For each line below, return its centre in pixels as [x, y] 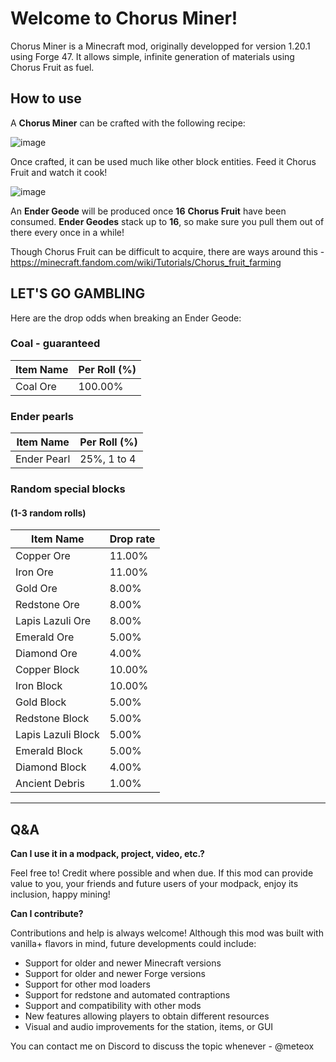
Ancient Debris [50, 784]
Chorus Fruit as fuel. [52, 67]
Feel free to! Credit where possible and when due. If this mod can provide [162, 873]
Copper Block [47, 670]
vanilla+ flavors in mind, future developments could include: [133, 944]
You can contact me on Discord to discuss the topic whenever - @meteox [162, 1046]
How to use [46, 98]
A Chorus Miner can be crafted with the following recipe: [128, 123]
